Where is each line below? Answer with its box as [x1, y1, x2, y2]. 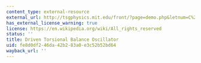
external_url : [6, 14, 42, 20]
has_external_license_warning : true [6, 20, 98, 26]
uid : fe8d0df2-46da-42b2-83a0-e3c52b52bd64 [6, 43, 117, 49]
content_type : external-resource [6, 8, 90, 15]
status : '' [6, 31, 33, 37]
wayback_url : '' [6, 48, 47, 54]
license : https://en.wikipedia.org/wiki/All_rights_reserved [6, 25, 162, 32]
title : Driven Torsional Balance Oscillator [6, 37, 119, 43]
